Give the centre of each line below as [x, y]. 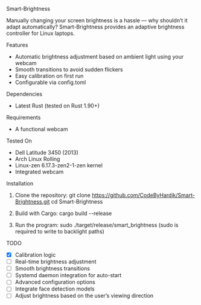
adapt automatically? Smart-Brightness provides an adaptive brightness [95, 27]
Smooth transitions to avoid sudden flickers [69, 69]
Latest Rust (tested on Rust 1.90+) [57, 106]
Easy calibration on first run [49, 76]
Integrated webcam [39, 172]
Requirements [24, 117]
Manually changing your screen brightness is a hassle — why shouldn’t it [97, 20]
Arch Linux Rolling [37, 159]
